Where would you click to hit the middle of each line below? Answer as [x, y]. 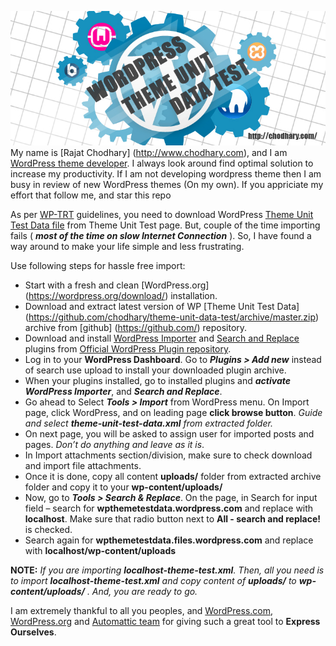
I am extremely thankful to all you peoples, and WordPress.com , [142, 611]
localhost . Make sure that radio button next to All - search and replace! [173, 519]
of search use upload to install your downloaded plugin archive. [155, 370]
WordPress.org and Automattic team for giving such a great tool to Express [165, 622]
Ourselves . [33, 632]
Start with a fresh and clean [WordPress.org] [117, 285]
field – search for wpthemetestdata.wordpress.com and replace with [169, 508]
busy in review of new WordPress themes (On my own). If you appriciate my [167, 185]
